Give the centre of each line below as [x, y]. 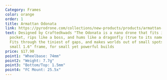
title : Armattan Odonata [31, 24]
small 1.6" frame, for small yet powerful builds [62, 47]
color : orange [20, 14]
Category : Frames [23, 10]
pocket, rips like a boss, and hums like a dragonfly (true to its [81, 38]
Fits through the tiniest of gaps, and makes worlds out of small [80, 42]
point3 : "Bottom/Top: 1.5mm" [35, 65]
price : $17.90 [20, 51]
